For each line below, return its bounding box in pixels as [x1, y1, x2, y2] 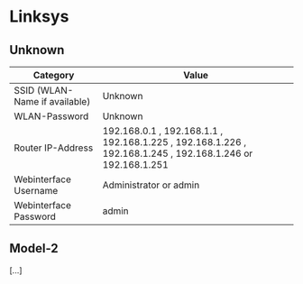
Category [32, 69, 75, 81]
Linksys [9, 6, 69, 27]
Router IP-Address [14, 142, 94, 154]
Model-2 [9, 241, 59, 256]
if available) [41, 96, 91, 107]
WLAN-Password [14, 110, 89, 123]
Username [14, 185, 59, 197]
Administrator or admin [102, 179, 200, 191]
